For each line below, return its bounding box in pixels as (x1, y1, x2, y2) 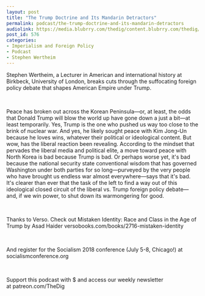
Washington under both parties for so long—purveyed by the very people (6, 166, 190, 173)
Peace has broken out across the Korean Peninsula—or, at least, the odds (6, 107, 191, 115)
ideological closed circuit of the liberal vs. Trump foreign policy (6, 186, 165, 193)
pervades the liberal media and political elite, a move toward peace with (6, 146, 187, 154)
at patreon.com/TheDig (6, 282, 65, 290)
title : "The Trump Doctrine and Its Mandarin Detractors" (6, 15, 157, 21)
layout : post (6, 9, 40, 15)
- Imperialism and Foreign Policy (6, 43, 95, 49)
